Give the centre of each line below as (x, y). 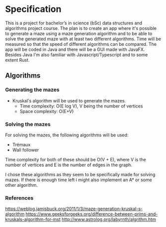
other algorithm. (22, 185)
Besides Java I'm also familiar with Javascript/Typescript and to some (76, 55)
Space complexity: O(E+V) (47, 111)
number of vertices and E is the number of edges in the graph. (69, 165)
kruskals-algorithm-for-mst (33, 220)
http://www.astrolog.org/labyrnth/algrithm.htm (109, 220)
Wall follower (26, 150)
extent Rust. (17, 60)
